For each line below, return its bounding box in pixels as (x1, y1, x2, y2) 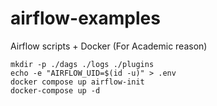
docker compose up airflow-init (10, 77, 145, 87)
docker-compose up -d (10, 85, 101, 96)
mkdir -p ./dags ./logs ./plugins (10, 59, 155, 69)
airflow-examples (10, 7, 161, 30)
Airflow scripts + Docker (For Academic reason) (10, 40, 208, 52)
